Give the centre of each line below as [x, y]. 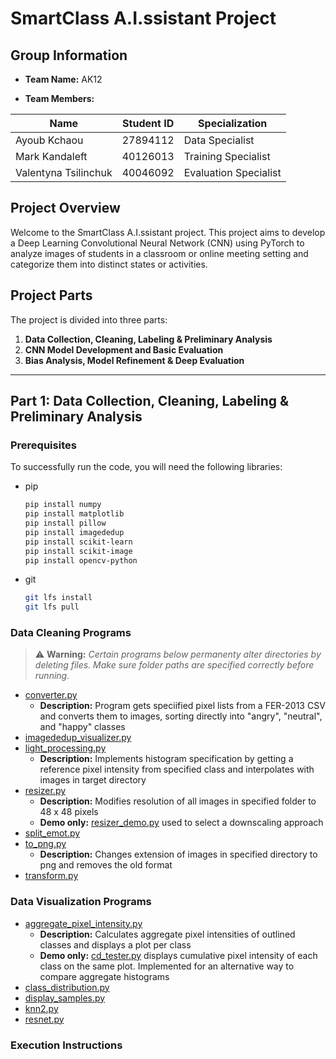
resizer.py [45, 791]
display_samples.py [65, 998]
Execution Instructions [66, 1045]
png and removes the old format [106, 865]
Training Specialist [227, 156]
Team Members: [59, 98]
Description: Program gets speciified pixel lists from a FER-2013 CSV [182, 706]
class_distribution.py [67, 987]
